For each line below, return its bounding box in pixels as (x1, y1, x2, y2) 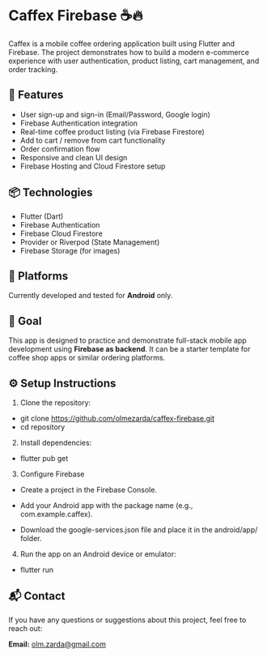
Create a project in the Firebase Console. (19, 485, 158, 494)
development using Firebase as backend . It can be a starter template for (8, 344, 251, 354)
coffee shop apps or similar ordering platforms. (8, 353, 166, 363)
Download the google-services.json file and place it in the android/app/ (19, 525, 258, 535)
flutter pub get (19, 454, 69, 463)
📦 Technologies (8, 186, 93, 199)
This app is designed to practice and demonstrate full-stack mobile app (8, 335, 247, 345)
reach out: (8, 623, 43, 633)
